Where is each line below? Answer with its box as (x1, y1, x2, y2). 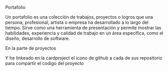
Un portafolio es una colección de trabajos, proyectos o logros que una (5, 14, 153, 20)
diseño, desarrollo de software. (5, 35, 70, 41)
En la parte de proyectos (5, 45, 57, 51)
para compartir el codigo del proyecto (5, 60, 84, 66)
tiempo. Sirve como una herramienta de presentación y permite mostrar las (5, 25, 161, 31)
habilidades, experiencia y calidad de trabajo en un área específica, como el (5, 30, 163, 36)
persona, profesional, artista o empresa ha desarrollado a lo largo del (5, 20, 149, 25)
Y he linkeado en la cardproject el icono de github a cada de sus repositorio (5, 55, 162, 61)
